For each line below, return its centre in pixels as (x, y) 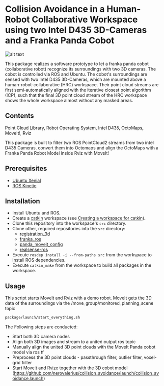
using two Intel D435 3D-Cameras (76, 30)
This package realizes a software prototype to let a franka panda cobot (77, 64)
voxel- (150, 357)
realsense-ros (34, 249)
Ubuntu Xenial (27, 180)
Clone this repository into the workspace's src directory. (69, 223)
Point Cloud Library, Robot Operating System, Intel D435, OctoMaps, (74, 128)
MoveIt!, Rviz (18, 133)
